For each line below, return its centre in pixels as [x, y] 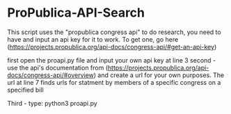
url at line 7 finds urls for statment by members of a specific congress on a [114, 82]
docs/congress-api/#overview [50, 75]
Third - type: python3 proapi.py [52, 103]
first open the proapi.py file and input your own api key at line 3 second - [112, 60]
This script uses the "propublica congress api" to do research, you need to [114, 32]
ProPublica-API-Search [76, 13]
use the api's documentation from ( [58, 67]
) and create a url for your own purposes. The [159, 75]
